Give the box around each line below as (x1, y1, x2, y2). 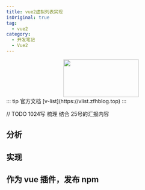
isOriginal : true (6, 14, 50, 21)
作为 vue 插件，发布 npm (6, 174, 99, 185)
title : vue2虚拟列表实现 (6, 8, 63, 15)
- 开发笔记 (11, 37, 35, 43)
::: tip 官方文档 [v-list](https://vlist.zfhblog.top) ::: (6, 97, 127, 104)
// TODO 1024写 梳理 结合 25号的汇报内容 (6, 110, 110, 118)
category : (6, 31, 31, 37)
